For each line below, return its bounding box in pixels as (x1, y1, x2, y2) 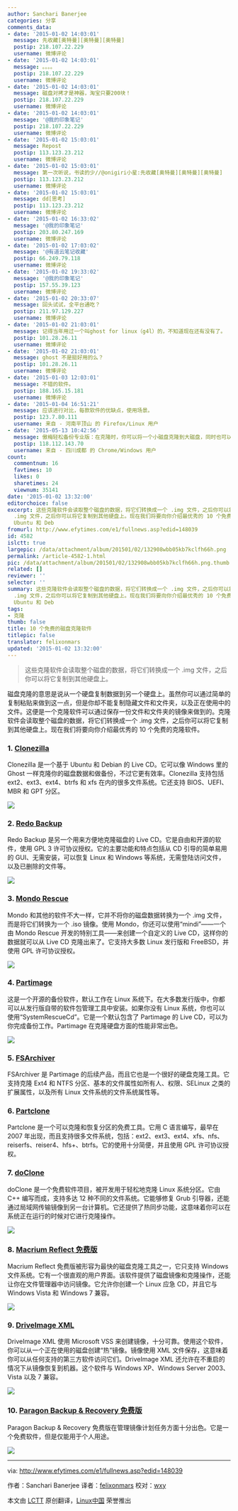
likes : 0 (13, 474, 40, 481)
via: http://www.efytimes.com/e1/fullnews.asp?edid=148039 (7, 1466, 183, 1475)
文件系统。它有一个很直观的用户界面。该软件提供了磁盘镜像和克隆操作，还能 (7, 1271, 231, 1279)
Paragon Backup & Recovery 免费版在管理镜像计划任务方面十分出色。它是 (7, 1423, 223, 1431)
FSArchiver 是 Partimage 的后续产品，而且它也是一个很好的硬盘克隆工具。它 (7, 1070, 230, 1079)
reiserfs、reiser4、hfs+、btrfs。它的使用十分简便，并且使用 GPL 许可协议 (7, 1141, 223, 1149)
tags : (7, 605, 23, 612)
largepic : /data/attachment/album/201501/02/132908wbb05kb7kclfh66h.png (7, 545, 227, 553)
